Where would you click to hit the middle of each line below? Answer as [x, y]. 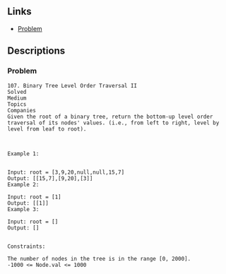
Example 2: [23, 184]
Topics [17, 104]
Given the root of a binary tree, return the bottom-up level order [110, 117]
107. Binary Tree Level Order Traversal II [72, 85]
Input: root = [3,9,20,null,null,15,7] [66, 172]
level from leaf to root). [47, 129]
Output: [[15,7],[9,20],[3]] [50, 178]
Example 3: [23, 209]
